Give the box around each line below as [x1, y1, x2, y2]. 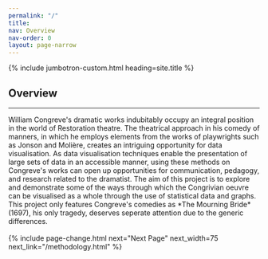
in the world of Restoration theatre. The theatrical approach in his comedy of [8, 123, 260, 132]
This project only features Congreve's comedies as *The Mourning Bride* [8, 199, 251, 209]
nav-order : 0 [8, 33, 52, 42]
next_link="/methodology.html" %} [8, 241, 123, 251]
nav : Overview [8, 26, 56, 34]
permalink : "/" [8, 11, 59, 20]
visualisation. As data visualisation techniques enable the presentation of [8, 148, 248, 158]
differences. [8, 216, 48, 226]
